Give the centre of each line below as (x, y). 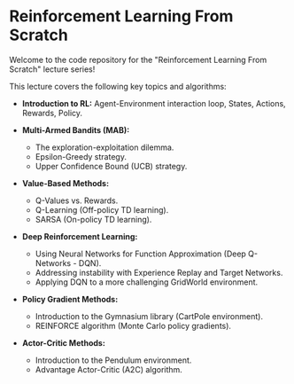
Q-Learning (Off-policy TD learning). (102, 209)
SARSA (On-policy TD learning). (93, 219)
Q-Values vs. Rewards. (77, 200)
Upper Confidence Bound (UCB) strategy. (111, 166)
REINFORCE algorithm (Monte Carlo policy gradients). (133, 325)
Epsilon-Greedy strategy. (81, 156)
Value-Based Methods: (65, 183)
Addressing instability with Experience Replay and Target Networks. (159, 272)
